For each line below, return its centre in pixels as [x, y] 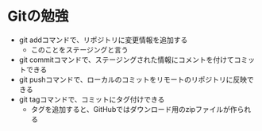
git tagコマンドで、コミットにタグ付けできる [92, 99]
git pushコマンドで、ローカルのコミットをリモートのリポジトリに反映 [133, 79]
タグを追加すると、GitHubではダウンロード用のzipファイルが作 [134, 109]
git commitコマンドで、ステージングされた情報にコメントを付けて [127, 60]
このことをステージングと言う [79, 49]
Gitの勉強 [38, 16]
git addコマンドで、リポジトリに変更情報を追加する [103, 40]
